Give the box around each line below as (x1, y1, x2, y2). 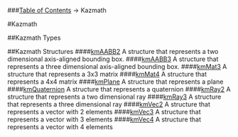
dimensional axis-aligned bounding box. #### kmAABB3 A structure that (7, 55, 219, 63)
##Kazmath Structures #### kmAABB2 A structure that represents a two (7, 48, 219, 55)
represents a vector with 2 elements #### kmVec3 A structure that (7, 108, 201, 116)
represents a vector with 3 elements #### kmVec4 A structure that (7, 115, 201, 124)
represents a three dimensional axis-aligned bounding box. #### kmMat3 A (7, 62, 227, 70)
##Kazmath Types (7, 33, 61, 42)
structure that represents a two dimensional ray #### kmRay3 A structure (7, 92, 222, 101)
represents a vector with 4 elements (7, 123, 114, 131)
